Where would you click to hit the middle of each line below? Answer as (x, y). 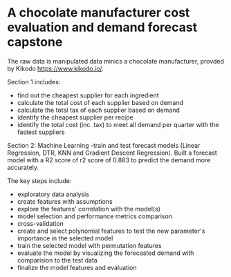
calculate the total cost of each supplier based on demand (100, 102)
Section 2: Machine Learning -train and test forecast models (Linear (104, 145)
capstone (35, 42)
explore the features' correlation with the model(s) (89, 209)
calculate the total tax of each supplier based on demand (98, 110)
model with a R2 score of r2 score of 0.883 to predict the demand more (109, 160)
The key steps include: (39, 180)
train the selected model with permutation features (89, 245)
